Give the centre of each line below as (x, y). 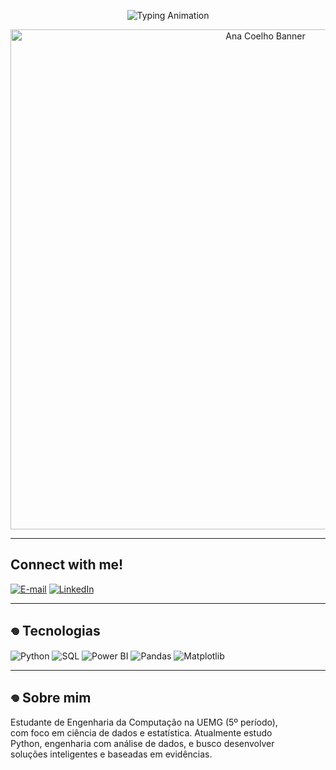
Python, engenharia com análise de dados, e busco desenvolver (142, 744)
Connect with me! (67, 565)
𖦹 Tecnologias (55, 631)
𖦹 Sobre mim (51, 698)
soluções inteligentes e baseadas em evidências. (111, 754)
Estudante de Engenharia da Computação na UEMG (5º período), (144, 722)
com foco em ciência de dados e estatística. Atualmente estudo (141, 733)
